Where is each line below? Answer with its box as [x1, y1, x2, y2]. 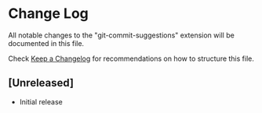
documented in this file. [8, 38, 85, 48]
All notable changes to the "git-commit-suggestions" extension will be [8, 30, 235, 40]
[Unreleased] [8, 76, 75, 90]
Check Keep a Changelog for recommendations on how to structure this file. [8, 54, 255, 63]
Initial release [19, 97, 63, 106]
